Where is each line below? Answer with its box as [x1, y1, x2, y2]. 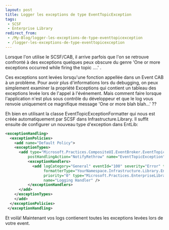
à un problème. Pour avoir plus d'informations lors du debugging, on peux [5, 79, 158, 85]
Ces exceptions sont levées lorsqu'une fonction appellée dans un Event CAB [5, 74, 164, 80]
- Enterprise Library [7, 26, 53, 31]
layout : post [5, 7, 33, 13]
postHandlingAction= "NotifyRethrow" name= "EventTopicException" [27, 154, 165, 160]
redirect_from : [5, 31, 37, 36]
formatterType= [43, 168, 75, 173]
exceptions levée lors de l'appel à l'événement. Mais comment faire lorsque [5, 90, 162, 96]
